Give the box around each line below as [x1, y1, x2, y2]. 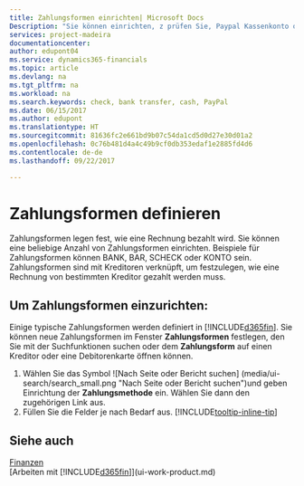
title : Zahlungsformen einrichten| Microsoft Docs [9, 13, 204, 23]
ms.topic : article [9, 64, 79, 73]
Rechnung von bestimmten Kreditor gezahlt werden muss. [9, 272, 226, 282]
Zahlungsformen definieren [9, 203, 222, 224]
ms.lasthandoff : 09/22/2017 [9, 156, 116, 166]
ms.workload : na [9, 89, 71, 98]
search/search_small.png [22, 377, 117, 389]
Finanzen [9, 457, 44, 468]
